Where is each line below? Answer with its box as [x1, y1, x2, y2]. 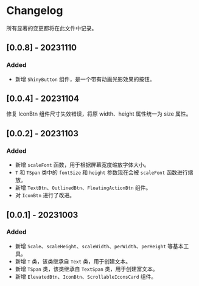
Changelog [6, 4, 63, 18]
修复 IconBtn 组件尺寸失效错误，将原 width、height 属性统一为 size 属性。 [6, 110, 192, 117]
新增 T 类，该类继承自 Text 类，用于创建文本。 [15, 257, 131, 265]
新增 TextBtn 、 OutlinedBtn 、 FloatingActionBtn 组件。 [15, 184, 152, 192]
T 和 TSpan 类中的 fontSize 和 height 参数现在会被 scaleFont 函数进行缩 [15, 169, 194, 176]
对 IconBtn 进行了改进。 [15, 192, 75, 199]
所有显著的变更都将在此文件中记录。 [6, 24, 97, 32]
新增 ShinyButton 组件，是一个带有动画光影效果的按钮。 [15, 75, 155, 83]
